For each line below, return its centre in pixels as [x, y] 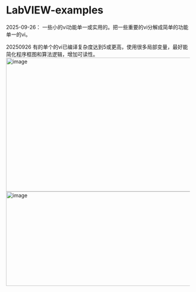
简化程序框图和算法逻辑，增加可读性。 [52, 54]
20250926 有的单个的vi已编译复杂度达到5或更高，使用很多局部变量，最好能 [97, 47]
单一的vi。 [18, 34]
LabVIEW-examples [55, 10]
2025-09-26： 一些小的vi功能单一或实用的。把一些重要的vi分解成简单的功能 [97, 27]
